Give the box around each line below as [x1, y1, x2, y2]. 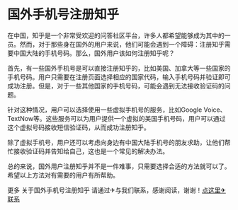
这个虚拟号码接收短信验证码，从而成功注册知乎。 [7, 123, 150, 132]
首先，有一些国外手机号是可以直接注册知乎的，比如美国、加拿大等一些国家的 [7, 64, 231, 72]
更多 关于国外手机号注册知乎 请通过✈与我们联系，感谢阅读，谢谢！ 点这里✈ [7, 185, 227, 194]
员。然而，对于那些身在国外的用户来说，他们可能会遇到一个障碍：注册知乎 [7, 40, 225, 48]
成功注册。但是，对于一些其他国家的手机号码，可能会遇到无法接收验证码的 [7, 81, 225, 90]
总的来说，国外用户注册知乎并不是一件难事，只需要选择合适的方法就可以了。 [7, 162, 231, 170]
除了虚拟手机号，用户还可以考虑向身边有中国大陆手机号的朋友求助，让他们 [7, 138, 225, 146]
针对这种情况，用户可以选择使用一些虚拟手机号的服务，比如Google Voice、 [7, 105, 227, 114]
